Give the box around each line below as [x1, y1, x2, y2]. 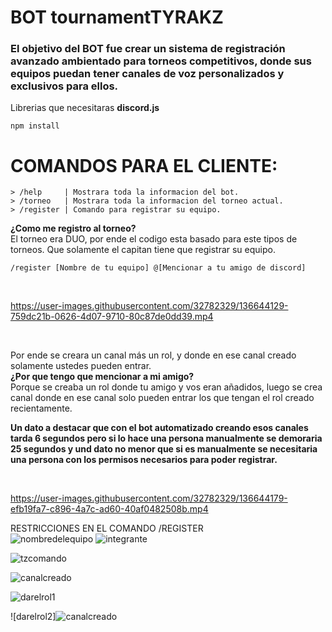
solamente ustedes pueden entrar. [10, 360, 152, 372]
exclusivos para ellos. [10, 79, 119, 93]
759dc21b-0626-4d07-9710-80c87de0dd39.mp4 [10, 311, 214, 323]
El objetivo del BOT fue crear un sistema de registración [10, 42, 286, 56]
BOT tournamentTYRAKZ [10, 6, 224, 29]
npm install [10, 121, 60, 131]
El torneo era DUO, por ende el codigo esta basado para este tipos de [10, 233, 298, 245]
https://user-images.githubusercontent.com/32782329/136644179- [10, 492, 288, 505]
